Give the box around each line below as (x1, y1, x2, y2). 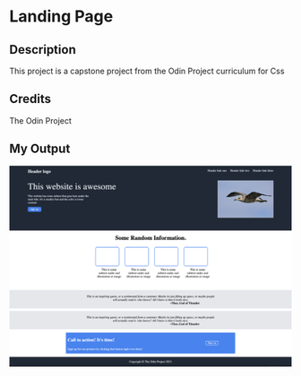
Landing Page (9, 6, 114, 27)
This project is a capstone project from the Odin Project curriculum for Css (9, 65, 285, 76)
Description (9, 42, 76, 57)
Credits (9, 91, 52, 107)
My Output (9, 141, 71, 157)
